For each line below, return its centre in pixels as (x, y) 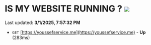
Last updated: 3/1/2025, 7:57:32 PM (43, 22)
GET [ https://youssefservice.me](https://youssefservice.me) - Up (79, 32)
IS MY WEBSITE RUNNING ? (64, 9)
